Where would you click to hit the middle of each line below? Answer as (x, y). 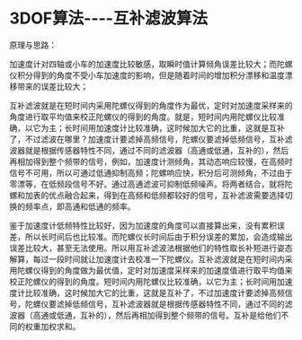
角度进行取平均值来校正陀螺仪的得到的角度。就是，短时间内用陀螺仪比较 (143, 117)
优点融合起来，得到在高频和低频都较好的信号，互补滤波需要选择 (166, 195)
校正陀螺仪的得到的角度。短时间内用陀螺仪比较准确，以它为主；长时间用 (143, 281)
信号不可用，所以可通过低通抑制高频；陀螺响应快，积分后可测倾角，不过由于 (151, 172)
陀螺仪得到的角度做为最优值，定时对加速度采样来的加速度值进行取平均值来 (155, 270)
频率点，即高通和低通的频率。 (80, 206)
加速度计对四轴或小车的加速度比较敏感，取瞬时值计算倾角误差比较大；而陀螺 (151, 64)
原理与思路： (33, 45)
